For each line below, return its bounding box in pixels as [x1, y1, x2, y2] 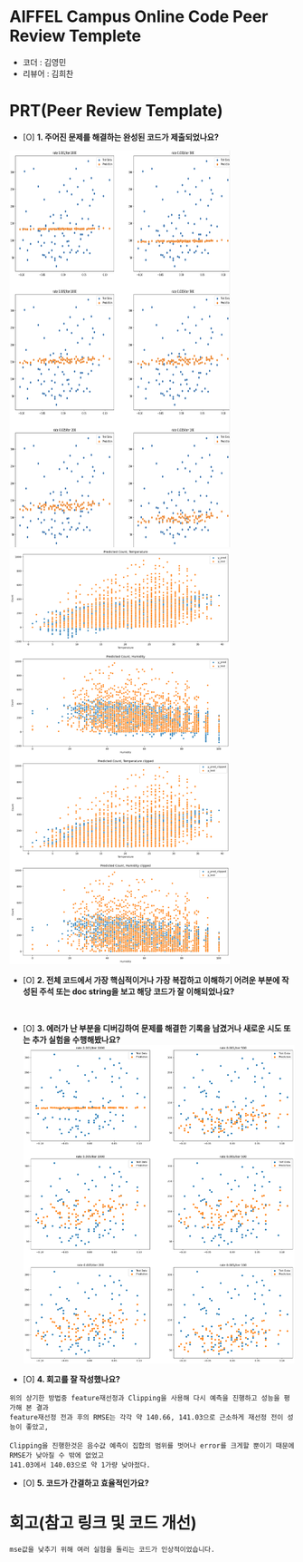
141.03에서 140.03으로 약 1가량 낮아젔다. [9, 1460, 151, 1469]
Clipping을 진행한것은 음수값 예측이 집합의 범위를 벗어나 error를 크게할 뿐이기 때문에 [9, 1440, 295, 1450]
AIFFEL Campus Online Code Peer [9, 6, 269, 27]
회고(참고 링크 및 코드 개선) [9, 1512, 197, 1533]
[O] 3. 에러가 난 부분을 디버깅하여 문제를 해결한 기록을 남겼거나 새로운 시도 [22, 1023, 282, 1034]
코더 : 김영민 [22, 56, 67, 67]
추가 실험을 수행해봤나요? [31, 1034, 121, 1045]
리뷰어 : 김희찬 [22, 68, 74, 79]
